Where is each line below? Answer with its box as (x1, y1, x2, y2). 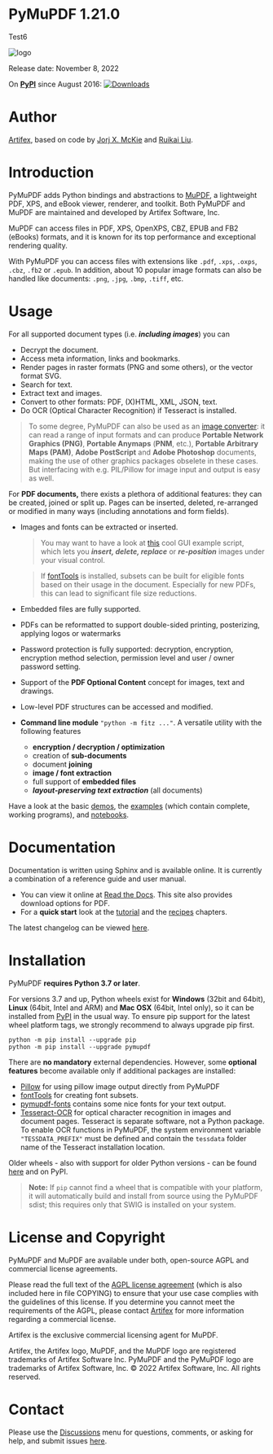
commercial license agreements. (8, 1263, 118, 1273)
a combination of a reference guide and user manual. (8, 873, 187, 884)
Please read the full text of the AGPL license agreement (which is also (8, 1280, 243, 1289)
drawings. (20, 686, 55, 696)
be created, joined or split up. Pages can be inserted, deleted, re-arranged (8, 498, 258, 507)
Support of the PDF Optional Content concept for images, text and (20, 677, 244, 687)
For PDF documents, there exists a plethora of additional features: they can (8, 489, 262, 499)
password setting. (20, 661, 81, 671)
